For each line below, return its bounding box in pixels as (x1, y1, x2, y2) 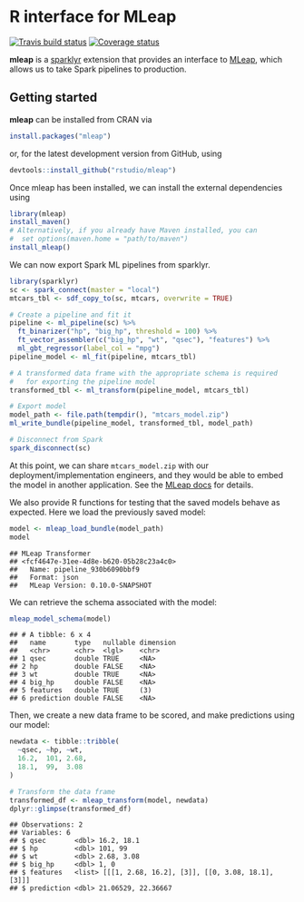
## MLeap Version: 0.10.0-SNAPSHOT (9, 581, 152, 590)
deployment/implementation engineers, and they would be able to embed (9, 469, 284, 480)
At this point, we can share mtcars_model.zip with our (9, 460, 209, 471)
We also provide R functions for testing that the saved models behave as (9, 496, 280, 507)
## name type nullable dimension (9, 638, 177, 648)
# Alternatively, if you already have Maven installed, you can (9, 226, 258, 235)
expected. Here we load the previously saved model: (9, 506, 206, 517)
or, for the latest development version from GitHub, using (9, 148, 222, 159)
